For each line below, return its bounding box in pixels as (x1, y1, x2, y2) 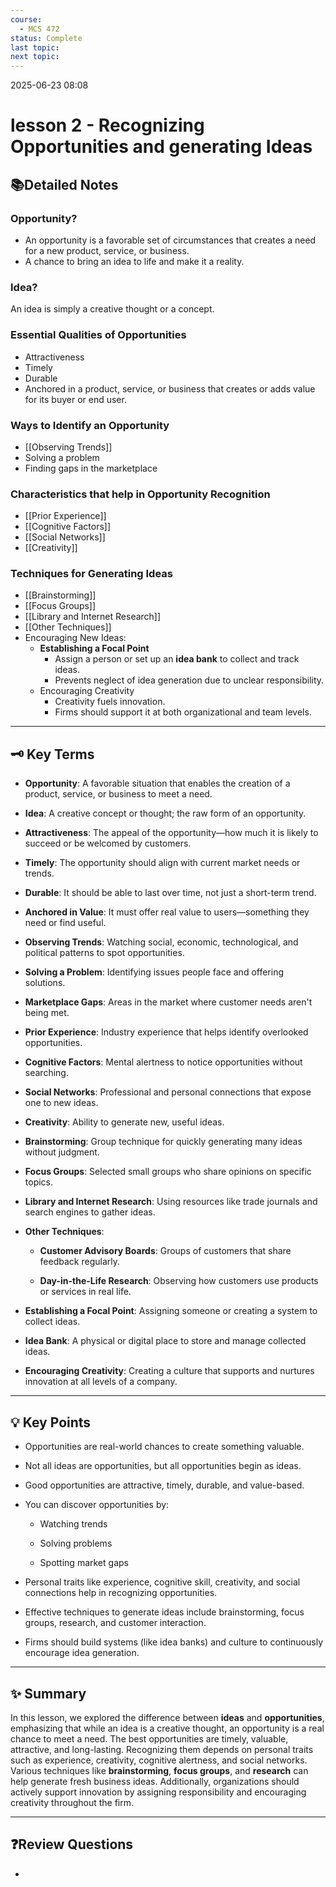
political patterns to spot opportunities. (24, 947, 185, 959)
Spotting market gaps (39, 1557, 129, 1569)
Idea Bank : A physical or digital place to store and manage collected (24, 1335, 307, 1347)
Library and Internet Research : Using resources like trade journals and (24, 1196, 318, 1208)
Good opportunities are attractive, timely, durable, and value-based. (24, 1479, 305, 1491)
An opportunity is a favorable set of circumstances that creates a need (24, 234, 317, 246)
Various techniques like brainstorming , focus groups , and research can (10, 1764, 309, 1776)
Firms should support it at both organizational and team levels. (54, 706, 312, 718)
